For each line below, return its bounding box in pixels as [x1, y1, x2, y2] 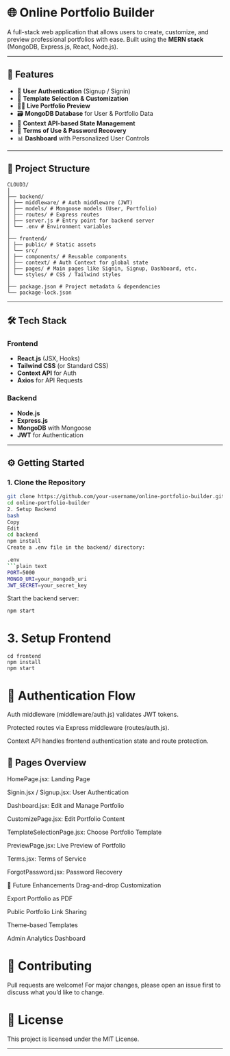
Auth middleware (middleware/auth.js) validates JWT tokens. [7, 711, 179, 719]
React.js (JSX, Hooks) [16, 354, 80, 363]
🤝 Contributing [7, 958, 92, 974]
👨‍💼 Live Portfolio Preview [16, 101, 90, 110]
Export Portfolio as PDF [7, 894, 73, 902]
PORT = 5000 [7, 569, 36, 576]
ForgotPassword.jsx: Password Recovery [7, 868, 123, 876]
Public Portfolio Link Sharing [7, 908, 87, 916]
